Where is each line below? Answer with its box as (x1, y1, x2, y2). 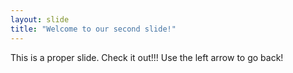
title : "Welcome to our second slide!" (10, 24, 177, 34)
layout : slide (10, 14, 70, 25)
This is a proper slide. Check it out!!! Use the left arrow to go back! (10, 51, 284, 63)
